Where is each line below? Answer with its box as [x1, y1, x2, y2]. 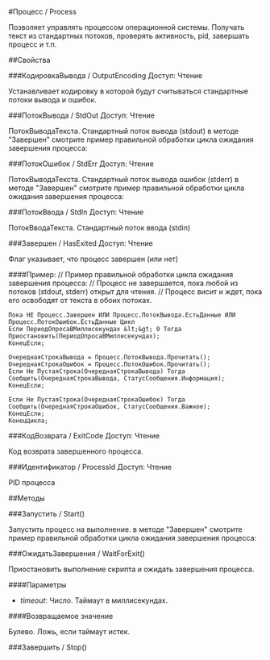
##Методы [8, 493, 46, 503]
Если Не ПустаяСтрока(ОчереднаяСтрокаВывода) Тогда [8, 367, 185, 376]
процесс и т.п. [8, 39, 57, 49]
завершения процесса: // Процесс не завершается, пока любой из [8, 278, 239, 288]
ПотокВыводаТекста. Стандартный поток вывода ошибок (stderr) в [8, 175, 239, 184]
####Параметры [8, 580, 67, 589]
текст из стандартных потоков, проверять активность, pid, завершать [8, 31, 250, 40]
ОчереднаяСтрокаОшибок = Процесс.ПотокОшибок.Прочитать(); [8, 360, 211, 368]
